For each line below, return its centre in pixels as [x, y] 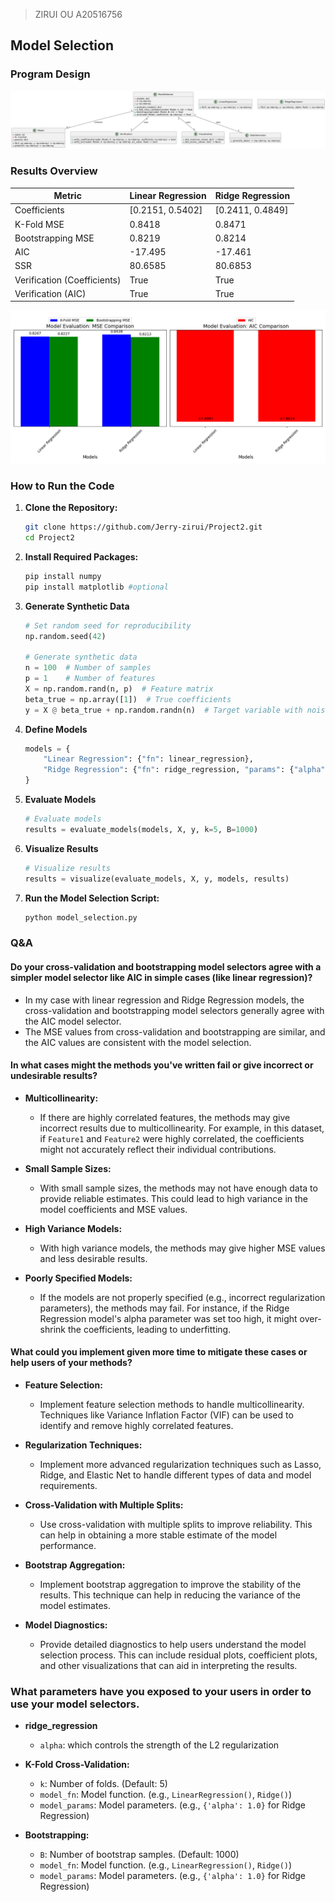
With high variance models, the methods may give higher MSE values [182, 1248]
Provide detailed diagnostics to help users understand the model [173, 1644]
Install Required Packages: [81, 556]
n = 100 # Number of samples [88, 668]
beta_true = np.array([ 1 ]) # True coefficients [128, 699]
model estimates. [75, 1605]
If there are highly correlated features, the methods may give [165, 1117]
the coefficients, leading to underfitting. [149, 1329]
